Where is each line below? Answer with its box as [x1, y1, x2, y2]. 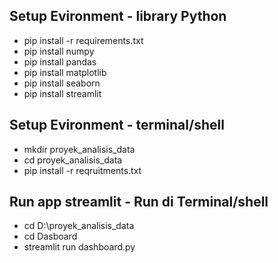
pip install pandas [23, 55, 97, 68]
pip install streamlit [23, 87, 102, 99]
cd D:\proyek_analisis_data [23, 220, 135, 232]
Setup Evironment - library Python [9, 8, 227, 25]
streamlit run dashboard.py [23, 241, 136, 253]
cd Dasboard [23, 230, 78, 243]
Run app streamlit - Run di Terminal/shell [9, 194, 269, 211]
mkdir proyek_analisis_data [23, 143, 136, 155]
